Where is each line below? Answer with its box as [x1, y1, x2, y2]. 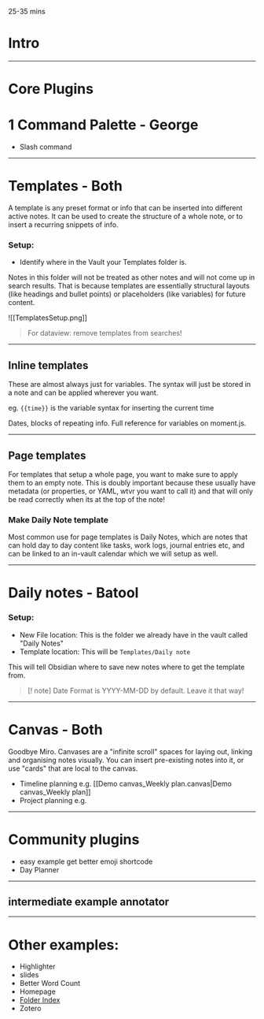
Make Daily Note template [8, 514, 108, 525]
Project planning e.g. [19, 795, 87, 805]
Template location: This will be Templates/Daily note [19, 646, 191, 656]
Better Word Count [19, 979, 81, 988]
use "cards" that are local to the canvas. [8, 764, 138, 773]
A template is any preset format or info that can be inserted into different [8, 203, 243, 212]
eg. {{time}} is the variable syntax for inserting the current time [8, 404, 214, 413]
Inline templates [8, 359, 89, 372]
